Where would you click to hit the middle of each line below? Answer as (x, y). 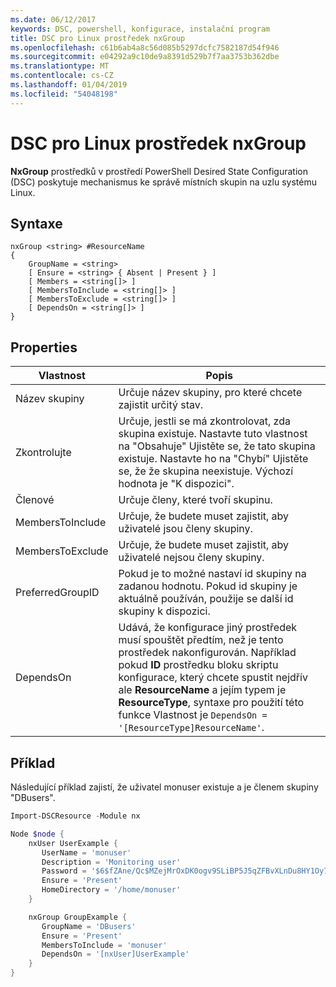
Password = (64, 871)
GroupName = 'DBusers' (89, 926)
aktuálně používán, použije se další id (206, 599)
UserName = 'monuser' (86, 852)
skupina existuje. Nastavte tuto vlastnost (213, 434)
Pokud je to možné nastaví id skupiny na (212, 574)
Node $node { (37, 834)
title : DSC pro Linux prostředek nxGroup (98, 38)
